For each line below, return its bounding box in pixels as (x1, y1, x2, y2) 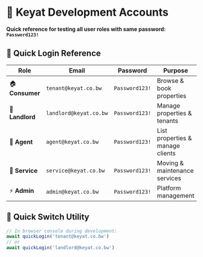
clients (156, 149, 176, 157)
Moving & (156, 158, 184, 167)
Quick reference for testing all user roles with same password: (6, 25, 166, 33)
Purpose (163, 66, 188, 74)
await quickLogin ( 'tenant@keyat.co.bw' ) (6, 233, 110, 239)
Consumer (9, 89, 40, 97)
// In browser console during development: (6, 228, 118, 234)
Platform (156, 184, 181, 192)
